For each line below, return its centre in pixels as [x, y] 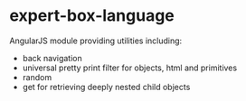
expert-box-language [92, 16]
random [37, 77]
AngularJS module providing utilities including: [96, 41]
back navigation [52, 58]
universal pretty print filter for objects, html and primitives [130, 68]
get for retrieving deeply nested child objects [106, 87]
